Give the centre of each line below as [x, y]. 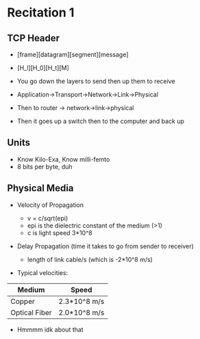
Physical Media [40, 188]
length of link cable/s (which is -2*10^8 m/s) [90, 259]
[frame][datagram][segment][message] [73, 54]
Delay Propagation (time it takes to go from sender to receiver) [105, 246]
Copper [23, 301]
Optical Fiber [32, 312]
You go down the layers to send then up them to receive [96, 81]
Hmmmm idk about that [50, 329]
